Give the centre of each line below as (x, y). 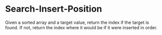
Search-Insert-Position (54, 9)
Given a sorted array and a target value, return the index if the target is (77, 22)
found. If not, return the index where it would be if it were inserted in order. (81, 27)
